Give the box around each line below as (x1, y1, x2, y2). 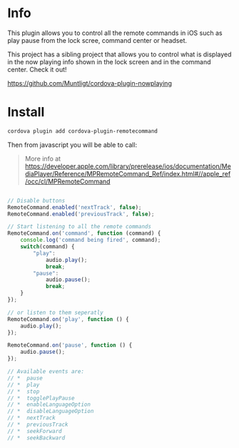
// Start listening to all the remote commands (7, 223, 152, 230)
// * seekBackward (7, 434, 66, 442)
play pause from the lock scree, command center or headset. (7, 36, 188, 44)
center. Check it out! (7, 65, 67, 73)
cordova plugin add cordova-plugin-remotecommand (7, 127, 158, 135)
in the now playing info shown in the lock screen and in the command (7, 57, 212, 66)
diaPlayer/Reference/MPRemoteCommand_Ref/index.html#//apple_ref (24, 169, 231, 178)
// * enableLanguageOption (7, 401, 91, 408)
